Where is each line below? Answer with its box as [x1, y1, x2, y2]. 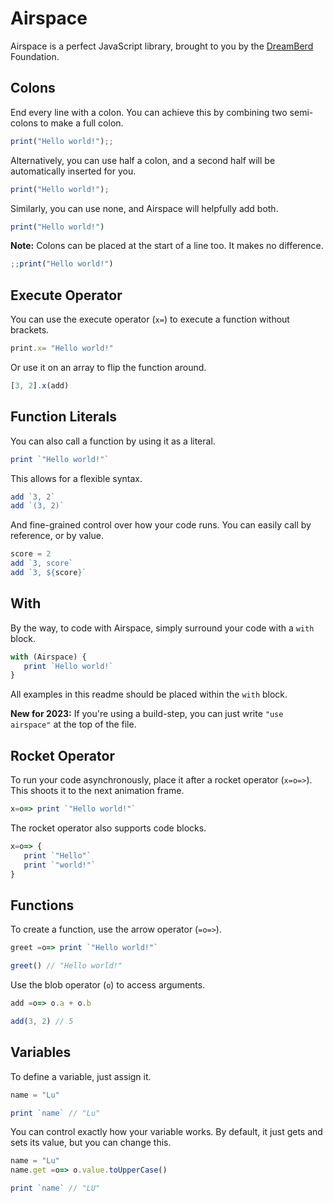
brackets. [10, 324, 50, 336]
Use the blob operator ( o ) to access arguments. [10, 979, 206, 991]
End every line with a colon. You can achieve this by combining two [10, 106, 288, 118]
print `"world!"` [23, 860, 97, 870]
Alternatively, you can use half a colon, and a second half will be [10, 154, 276, 166]
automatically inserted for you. [10, 165, 137, 177]
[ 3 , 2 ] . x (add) [10, 380, 70, 391]
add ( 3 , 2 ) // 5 [10, 1016, 74, 1026]
